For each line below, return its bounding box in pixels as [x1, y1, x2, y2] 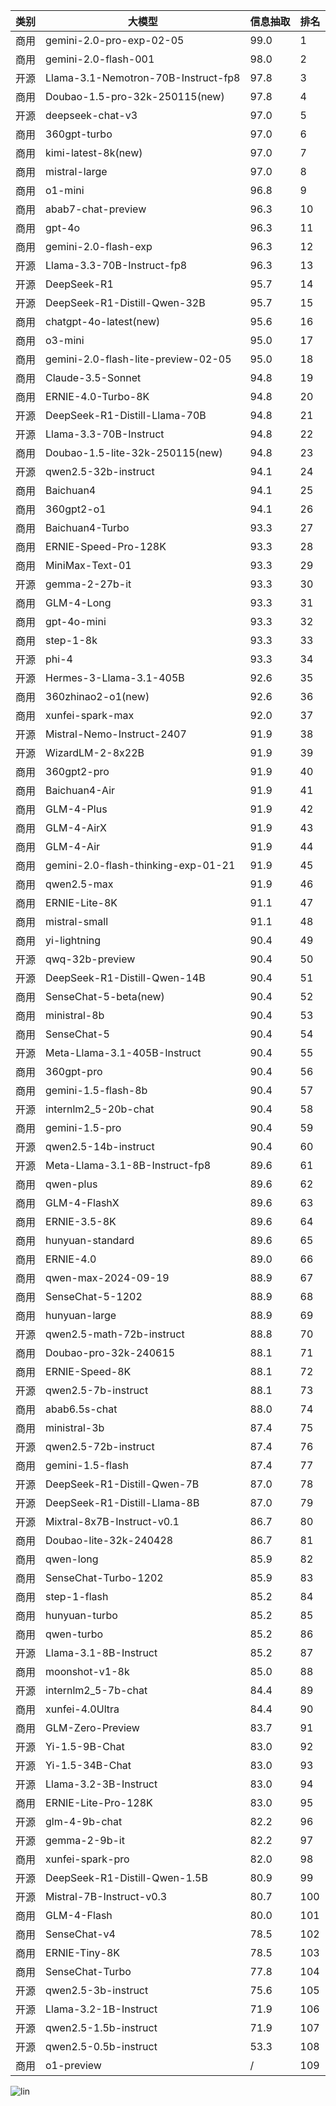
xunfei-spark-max [45, 709, 135, 722]
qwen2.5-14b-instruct [45, 1140, 155, 1153]
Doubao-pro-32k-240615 [45, 1346, 176, 1359]
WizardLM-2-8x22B [45, 746, 145, 759]
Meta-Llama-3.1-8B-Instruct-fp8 [45, 1159, 212, 1172]
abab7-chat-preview [45, 202, 147, 216]
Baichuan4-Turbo [45, 521, 130, 534]
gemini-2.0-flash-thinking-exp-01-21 [45, 859, 236, 872]
